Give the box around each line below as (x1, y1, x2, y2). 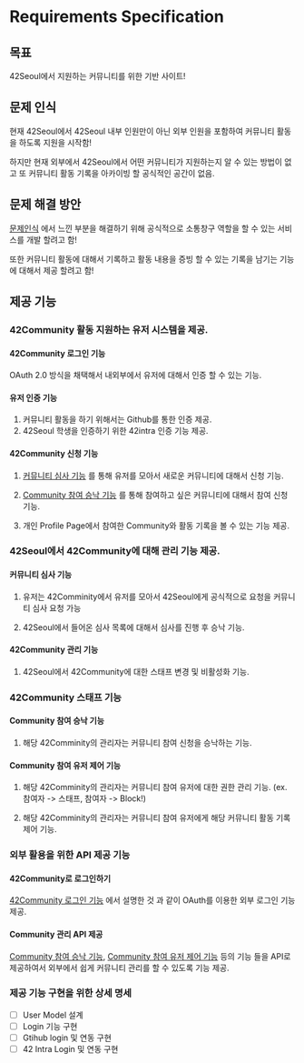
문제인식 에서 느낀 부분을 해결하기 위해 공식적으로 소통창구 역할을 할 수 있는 (9, 223, 276, 234)
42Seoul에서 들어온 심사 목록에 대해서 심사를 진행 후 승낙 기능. (22, 621, 245, 633)
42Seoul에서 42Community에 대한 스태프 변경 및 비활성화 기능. (22, 666, 250, 677)
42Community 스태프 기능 (9, 691, 123, 704)
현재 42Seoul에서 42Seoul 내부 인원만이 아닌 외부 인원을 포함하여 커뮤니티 (9, 125, 275, 136)
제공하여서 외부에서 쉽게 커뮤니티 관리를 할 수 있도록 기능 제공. (9, 962, 230, 973)
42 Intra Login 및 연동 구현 (22, 1044, 119, 1055)
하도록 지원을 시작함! (18, 136, 93, 147)
